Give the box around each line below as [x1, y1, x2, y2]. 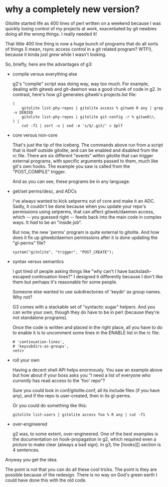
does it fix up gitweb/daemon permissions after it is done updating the [12, 234, 158, 240]
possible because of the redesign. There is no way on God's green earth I [5, 471, 157, 477]
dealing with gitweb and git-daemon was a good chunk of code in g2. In [12, 86, 161, 92]
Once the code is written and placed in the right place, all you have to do [12, 324, 163, 330]
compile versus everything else [12, 71, 78, 77]
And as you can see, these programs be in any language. [12, 178, 130, 185]
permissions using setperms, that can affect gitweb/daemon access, [12, 208, 154, 215]
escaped [12, 273, 31, 279]
